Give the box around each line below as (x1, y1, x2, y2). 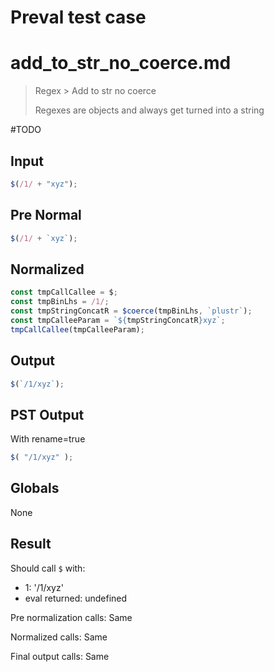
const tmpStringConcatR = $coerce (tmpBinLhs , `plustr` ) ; (10, 306, 253, 316)
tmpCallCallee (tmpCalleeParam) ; (10, 324, 145, 335)
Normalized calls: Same (10, 631, 108, 643)
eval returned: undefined (24, 592, 128, 604)
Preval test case (10, 6, 147, 29)
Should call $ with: (10, 562, 86, 574)
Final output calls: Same (10, 650, 110, 662)
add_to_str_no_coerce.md (10, 52, 232, 75)
